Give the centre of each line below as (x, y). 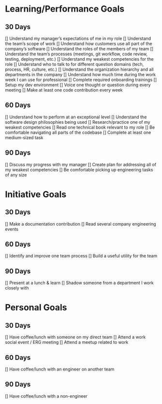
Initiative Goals (36, 194)
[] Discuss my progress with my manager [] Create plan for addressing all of (81, 164)
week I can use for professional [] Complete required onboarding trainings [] (81, 80)
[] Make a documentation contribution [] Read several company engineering (81, 224)
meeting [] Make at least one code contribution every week (64, 90)
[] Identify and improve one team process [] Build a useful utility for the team (81, 256)
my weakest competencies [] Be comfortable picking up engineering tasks (79, 170)
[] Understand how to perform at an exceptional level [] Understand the (76, 117)
